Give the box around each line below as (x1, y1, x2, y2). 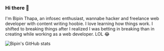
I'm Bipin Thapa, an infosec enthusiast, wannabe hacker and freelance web (5, 16, 160, 22)
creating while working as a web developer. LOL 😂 (5, 31, 110, 37)
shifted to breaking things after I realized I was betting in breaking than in (5, 26, 155, 32)
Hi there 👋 (5, 4, 30, 11)
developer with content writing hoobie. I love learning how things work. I (5, 21, 153, 26)
